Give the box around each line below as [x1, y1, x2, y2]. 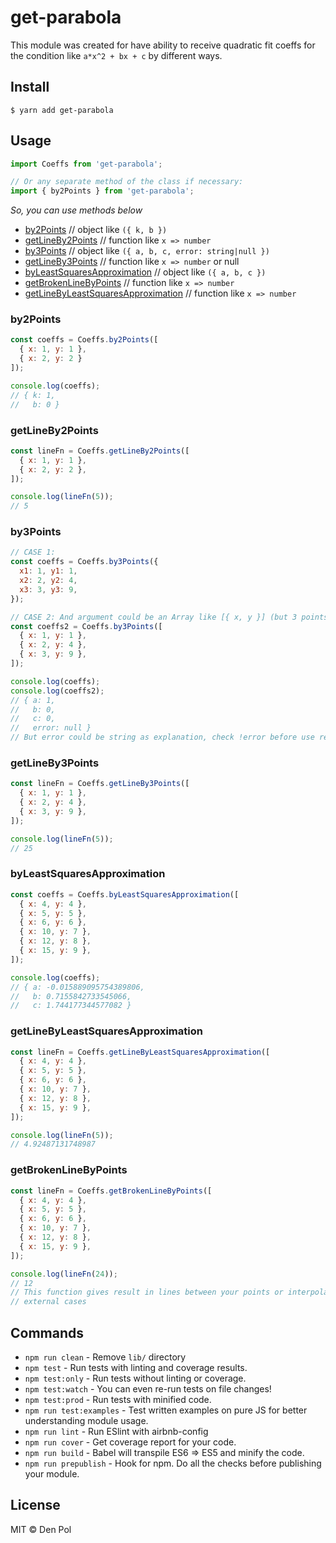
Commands [10, 1324, 85, 1341]
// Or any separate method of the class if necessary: [10, 177, 244, 187]
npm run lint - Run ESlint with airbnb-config [24, 1425, 209, 1437]
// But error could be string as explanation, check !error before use [10, 732, 315, 743]
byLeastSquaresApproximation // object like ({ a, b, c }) [24, 266, 267, 278]
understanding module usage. [24, 1414, 149, 1426]
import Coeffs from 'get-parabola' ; [10, 159, 163, 169]
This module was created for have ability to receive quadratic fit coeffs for [10, 39, 316, 51]
